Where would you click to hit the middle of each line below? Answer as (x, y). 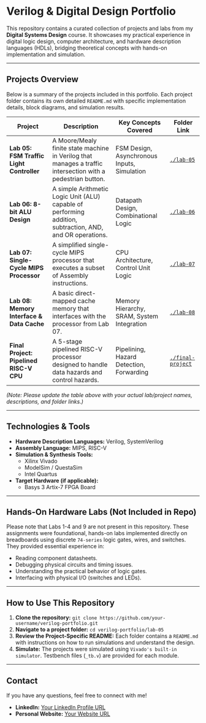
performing (68, 212)
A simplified (69, 245)
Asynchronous (136, 156)
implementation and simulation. (46, 54)
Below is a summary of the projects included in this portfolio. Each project (100, 94)
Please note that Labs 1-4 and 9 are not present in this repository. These (97, 527)
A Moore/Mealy (74, 141)
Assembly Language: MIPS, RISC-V (61, 448)
